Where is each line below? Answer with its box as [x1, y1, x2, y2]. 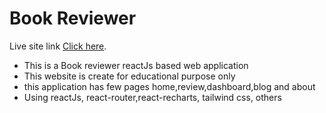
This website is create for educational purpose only [23, 70, 236, 82]
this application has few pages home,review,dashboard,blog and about [23, 80, 316, 92]
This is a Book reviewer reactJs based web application [23, 59, 249, 71]
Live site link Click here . [9, 40, 107, 52]
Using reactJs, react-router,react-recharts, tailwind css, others [23, 91, 282, 103]
